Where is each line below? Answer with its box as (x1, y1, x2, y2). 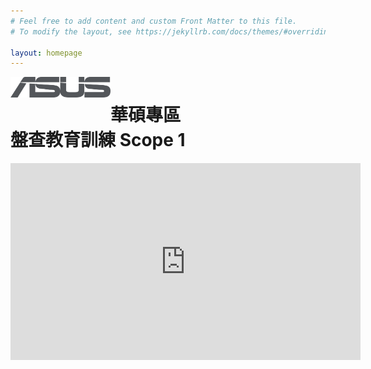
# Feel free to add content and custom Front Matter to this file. (10, 16, 298, 26)
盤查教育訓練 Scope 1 (10, 129, 186, 152)
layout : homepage (10, 48, 83, 58)
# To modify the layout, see (10, 26, 132, 37)
